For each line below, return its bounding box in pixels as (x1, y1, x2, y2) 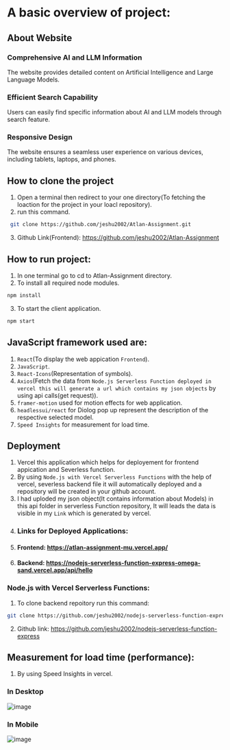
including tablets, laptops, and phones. (7, 155, 116, 164)
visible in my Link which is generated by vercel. (16, 509, 151, 518)
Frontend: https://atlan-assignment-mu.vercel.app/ (16, 543, 168, 551)
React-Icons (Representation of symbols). (16, 369, 133, 377)
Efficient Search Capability (7, 92, 99, 102)
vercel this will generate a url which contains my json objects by (16, 384, 216, 392)
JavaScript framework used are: (7, 337, 148, 349)
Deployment (7, 440, 61, 451)
